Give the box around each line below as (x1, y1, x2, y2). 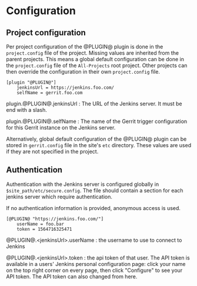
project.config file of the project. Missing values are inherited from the (6, 49, 179, 56)
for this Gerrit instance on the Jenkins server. (6, 124, 116, 131)
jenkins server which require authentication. (6, 193, 113, 200)
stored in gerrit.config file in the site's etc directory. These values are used (6, 142, 192, 148)
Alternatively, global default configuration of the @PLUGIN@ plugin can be (6, 135, 187, 142)
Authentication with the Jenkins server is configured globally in (6, 181, 159, 188)
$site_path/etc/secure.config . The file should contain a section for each (6, 187, 183, 194)
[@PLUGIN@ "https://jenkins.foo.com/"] (6, 216, 104, 222)
